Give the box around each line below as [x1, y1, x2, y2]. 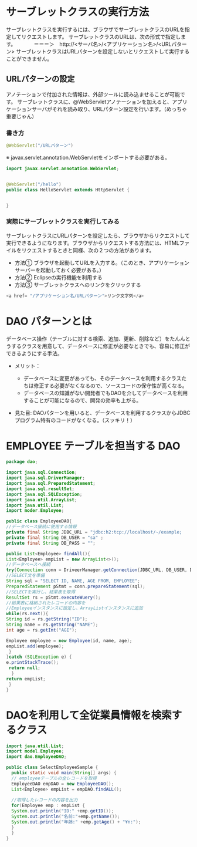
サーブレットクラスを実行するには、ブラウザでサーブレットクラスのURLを [6, 26, 185, 33]
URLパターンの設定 [6, 74, 75, 84]
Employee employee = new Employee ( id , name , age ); [6, 637, 133, 643]
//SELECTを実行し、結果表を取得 [6, 589, 76, 595]
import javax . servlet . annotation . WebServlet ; [6, 166, 119, 171]
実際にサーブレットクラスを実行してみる [6, 218, 120, 226]
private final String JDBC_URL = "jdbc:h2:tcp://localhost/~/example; [6, 529, 182, 535]
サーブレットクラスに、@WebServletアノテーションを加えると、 [17, 98, 172, 105]
